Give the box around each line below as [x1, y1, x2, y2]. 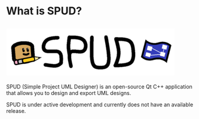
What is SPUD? [6, 4, 82, 18]
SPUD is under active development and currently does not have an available [6, 101, 194, 108]
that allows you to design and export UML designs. [6, 90, 131, 96]
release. [6, 108, 26, 114]
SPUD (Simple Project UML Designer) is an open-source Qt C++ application [6, 83, 193, 90]
